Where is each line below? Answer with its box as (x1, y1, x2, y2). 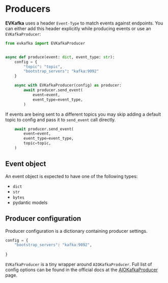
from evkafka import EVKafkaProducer (5, 40, 86, 46)
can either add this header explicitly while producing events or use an (5, 25, 151, 31)
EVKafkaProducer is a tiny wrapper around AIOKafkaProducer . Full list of (5, 262, 152, 268)
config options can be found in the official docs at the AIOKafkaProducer (5, 267, 158, 273)
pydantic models (12, 199, 48, 205)
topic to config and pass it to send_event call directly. (5, 116, 116, 123)
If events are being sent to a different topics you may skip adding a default (5, 111, 161, 117)
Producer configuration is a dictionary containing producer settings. (5, 228, 148, 234)
